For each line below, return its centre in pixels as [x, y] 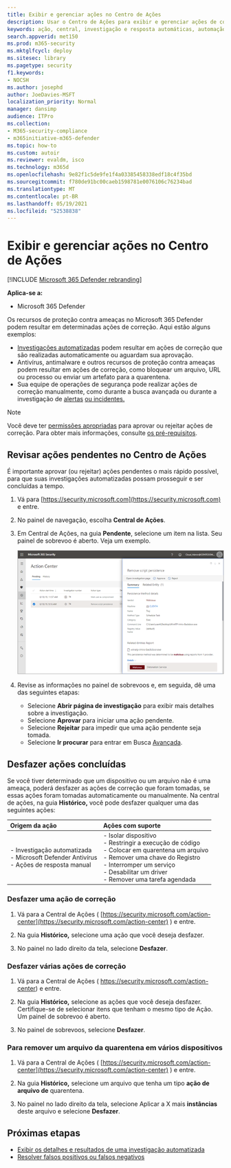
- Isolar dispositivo [130, 835]
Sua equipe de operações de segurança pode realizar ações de [107, 384]
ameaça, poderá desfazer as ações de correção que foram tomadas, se [109, 788]
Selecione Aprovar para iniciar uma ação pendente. [100, 721]
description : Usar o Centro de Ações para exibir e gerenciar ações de [112, 22]
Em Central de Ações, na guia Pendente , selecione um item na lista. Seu [119, 533]
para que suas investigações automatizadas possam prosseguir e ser [105, 479]
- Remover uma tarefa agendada [149, 879]
